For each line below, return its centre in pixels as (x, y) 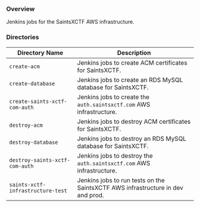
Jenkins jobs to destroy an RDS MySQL (132, 139)
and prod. (90, 195)
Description (134, 52)
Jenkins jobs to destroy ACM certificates (134, 121)
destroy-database (34, 142)
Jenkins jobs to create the (113, 97)
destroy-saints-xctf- (40, 160)
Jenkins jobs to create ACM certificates (132, 62)
